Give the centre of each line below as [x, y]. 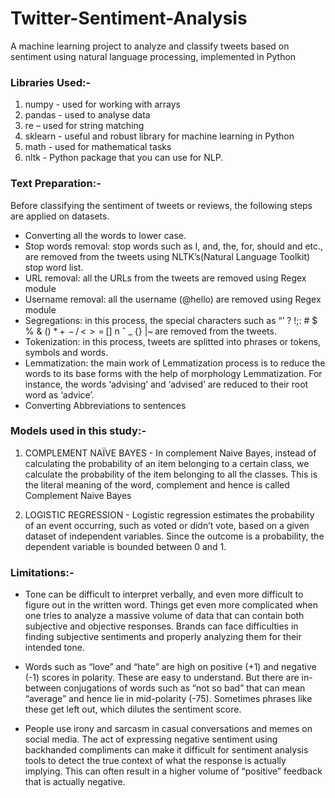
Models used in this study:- [78, 431]
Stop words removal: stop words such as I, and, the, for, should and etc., [174, 246]
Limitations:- [42, 572]
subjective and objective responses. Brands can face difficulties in [161, 626]
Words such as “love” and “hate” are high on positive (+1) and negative [170, 667]
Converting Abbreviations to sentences [105, 405]
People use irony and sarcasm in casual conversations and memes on [168, 729]
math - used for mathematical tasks [98, 147]
